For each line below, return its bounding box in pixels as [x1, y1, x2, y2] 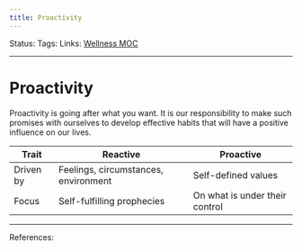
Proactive [219, 147, 262, 160]
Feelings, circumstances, [58, 163, 164, 175]
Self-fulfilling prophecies [58, 194, 165, 207]
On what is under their [192, 189, 287, 201]
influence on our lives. [9, 127, 92, 138]
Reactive [102, 147, 141, 160]
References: [9, 231, 54, 243]
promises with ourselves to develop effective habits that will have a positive [9, 117, 289, 128]
